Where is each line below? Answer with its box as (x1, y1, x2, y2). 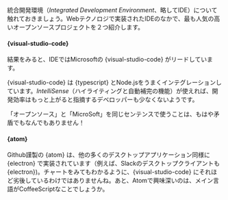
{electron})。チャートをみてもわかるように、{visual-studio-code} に (7, 168, 200, 176)
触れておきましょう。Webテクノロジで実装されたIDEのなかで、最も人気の (7, 14, 214, 23)
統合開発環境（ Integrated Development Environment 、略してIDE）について (7, 6, 218, 14)
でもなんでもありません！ (12, 118, 85, 127)
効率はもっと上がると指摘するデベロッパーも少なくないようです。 (12, 95, 199, 104)
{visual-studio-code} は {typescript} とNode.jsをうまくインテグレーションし (7, 78, 223, 87)
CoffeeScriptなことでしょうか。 (18, 185, 109, 193)
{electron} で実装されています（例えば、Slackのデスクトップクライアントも (7, 160, 220, 168)
